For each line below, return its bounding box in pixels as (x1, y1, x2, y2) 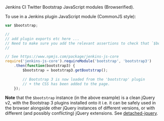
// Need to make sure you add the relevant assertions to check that (5, 41, 150, 46)
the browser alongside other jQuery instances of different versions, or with (5, 105, 155, 111)
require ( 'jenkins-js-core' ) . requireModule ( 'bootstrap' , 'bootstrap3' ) (5, 59, 152, 64)
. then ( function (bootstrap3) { (14, 63, 76, 68)
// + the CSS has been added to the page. (22, 81, 110, 86)
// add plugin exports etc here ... (5, 36, 80, 41)
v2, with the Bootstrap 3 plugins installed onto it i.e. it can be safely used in (5, 100, 156, 106)
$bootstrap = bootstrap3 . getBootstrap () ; (22, 68, 108, 73)
